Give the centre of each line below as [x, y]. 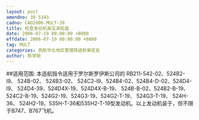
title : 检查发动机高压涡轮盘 [38, 28]
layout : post [22, 12]
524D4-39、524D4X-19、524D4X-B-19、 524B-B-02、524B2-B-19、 [103, 88]
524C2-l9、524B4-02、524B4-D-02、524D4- [134, 81]
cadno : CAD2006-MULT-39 [36, 23]
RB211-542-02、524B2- [156, 73]
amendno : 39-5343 [28, 17]
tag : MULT [18, 45]
